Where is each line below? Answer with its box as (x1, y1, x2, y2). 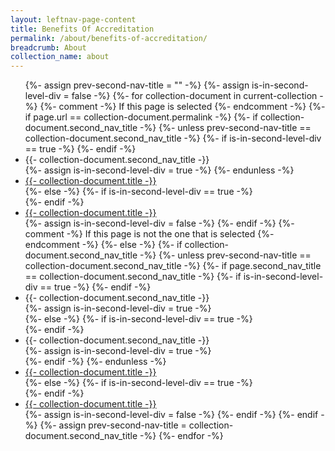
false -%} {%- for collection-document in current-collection (71, 90, 318, 102)
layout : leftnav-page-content (10, 14, 137, 25)
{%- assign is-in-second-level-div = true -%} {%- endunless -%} (24, 164, 295, 176)
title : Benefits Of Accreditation (10, 24, 155, 34)
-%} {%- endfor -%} (139, 430, 224, 442)
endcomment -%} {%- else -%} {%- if (24, 239, 183, 251)
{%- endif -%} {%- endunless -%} (24, 356, 167, 368)
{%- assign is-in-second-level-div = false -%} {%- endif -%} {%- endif (24, 409, 319, 421)
